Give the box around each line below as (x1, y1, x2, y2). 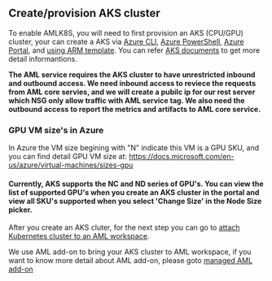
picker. (8, 205, 33, 214)
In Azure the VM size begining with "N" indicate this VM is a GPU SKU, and (8, 143, 259, 153)
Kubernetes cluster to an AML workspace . (8, 231, 150, 241)
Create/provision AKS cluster (8, 6, 160, 20)
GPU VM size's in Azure (8, 124, 104, 136)
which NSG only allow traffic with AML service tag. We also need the (8, 95, 245, 105)
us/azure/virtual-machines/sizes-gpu (8, 160, 134, 170)
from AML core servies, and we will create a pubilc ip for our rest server (8, 87, 256, 97)
